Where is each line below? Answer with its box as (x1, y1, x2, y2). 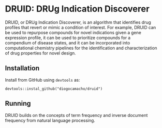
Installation (5, 64, 40, 72)
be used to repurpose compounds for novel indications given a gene (5, 29, 142, 35)
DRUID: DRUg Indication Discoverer (5, 3, 150, 14)
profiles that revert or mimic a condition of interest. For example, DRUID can (5, 24, 156, 30)
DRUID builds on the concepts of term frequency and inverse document (5, 112, 148, 118)
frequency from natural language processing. (5, 117, 95, 123)
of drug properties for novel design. (5, 50, 76, 56)
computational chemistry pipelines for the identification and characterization (5, 45, 157, 51)
